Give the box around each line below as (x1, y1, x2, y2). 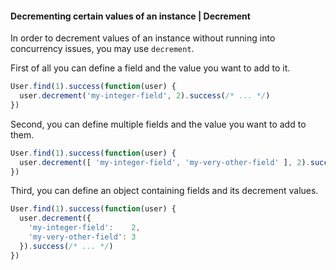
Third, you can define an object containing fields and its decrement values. (10, 185, 319, 197)
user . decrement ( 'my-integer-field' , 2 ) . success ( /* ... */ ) (19, 91, 271, 101)
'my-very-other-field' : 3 (28, 232, 137, 242)
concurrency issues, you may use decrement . (10, 43, 195, 55)
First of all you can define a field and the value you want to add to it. (10, 62, 291, 74)
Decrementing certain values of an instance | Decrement (10, 10, 251, 22)
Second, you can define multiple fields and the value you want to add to (10, 118, 307, 130)
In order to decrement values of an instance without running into (10, 32, 276, 44)
